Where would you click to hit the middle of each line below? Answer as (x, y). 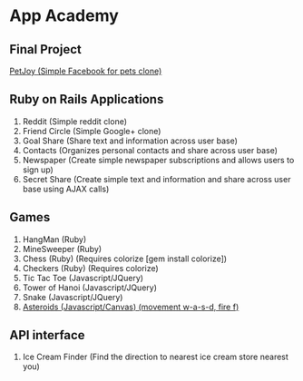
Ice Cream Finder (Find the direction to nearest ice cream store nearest (155, 357)
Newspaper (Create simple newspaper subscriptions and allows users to (158, 160)
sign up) (38, 170)
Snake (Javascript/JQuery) (73, 297)
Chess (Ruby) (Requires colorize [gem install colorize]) (125, 259)
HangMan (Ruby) (54, 239)
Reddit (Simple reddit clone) (75, 121)
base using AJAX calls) (66, 189)
